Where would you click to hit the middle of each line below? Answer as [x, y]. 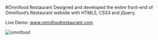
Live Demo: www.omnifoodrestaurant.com [49, 23]
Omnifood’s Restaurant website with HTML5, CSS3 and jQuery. [71, 13]
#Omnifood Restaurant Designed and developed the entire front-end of [79, 7]
